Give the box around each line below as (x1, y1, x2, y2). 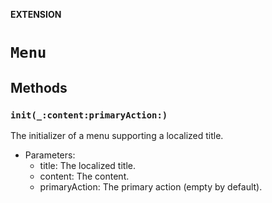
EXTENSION (10, 9, 62, 20)
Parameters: (24, 149, 76, 161)
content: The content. (39, 170, 130, 182)
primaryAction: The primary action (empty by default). (39, 180, 263, 193)
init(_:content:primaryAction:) (10, 109, 168, 121)
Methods (10, 79, 68, 96)
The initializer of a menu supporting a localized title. (10, 129, 224, 141)
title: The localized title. (39, 159, 136, 171)
